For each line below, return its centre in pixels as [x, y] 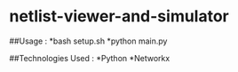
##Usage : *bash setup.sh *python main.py [88, 41]
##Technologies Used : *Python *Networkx [90, 58]
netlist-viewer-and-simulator [119, 16]
